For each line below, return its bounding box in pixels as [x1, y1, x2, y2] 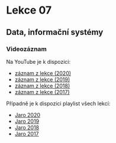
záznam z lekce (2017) [14, 88, 70, 95]
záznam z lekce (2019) [14, 76, 70, 83]
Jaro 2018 [14, 123, 40, 131]
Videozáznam [6, 45, 47, 53]
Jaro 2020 [14, 111, 40, 118]
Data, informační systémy [6, 27, 104, 37]
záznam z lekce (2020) [14, 69, 72, 77]
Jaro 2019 [14, 118, 40, 125]
